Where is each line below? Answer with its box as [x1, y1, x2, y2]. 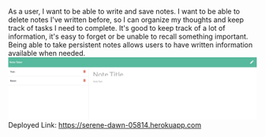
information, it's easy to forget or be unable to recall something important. [8, 31, 248, 41]
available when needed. [8, 49, 86, 57]
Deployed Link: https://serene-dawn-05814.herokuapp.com [8, 120, 202, 129]
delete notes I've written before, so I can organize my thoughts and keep [8, 15, 244, 24]
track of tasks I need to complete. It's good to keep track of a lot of [8, 24, 226, 32]
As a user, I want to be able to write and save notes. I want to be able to [8, 7, 241, 16]
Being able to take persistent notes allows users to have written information [8, 40, 253, 50]
